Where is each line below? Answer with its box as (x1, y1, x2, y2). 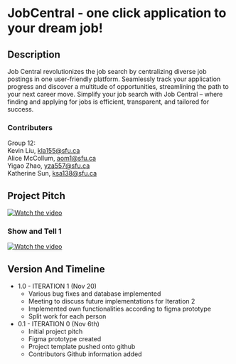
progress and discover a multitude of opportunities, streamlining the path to (7, 82, 229, 90)
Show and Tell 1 (7, 226, 62, 236)
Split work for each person (28, 312, 107, 321)
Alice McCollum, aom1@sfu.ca (7, 154, 97, 163)
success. (7, 105, 34, 113)
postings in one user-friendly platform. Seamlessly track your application (7, 75, 221, 83)
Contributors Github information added (28, 350, 142, 358)
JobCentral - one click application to (7, 5, 227, 21)
